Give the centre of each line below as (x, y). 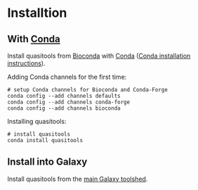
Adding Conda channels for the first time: (67, 77)
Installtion (37, 13)
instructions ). (26, 63)
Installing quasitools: (37, 121)
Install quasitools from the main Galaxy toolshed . (78, 179)
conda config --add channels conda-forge (69, 102)
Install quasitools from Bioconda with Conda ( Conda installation (99, 56)
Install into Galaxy (47, 162)
